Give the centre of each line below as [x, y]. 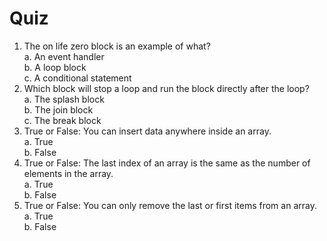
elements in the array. [68, 173]
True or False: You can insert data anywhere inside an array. [147, 131]
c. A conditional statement [77, 78]
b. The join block [58, 109]
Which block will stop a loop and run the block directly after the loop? [166, 88]
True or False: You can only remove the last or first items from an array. [170, 205]
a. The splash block [64, 99]
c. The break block [62, 120]
